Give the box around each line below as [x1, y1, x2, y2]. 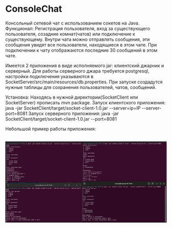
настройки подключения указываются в [5, 73, 94, 79]
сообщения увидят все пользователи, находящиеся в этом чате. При [5, 41, 157, 48]
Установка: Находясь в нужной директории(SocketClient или [5, 94, 138, 100]
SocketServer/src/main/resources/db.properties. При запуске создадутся [5, 79, 163, 85]
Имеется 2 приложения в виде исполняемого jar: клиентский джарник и [5, 62, 164, 69]
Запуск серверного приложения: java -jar [28, 110, 119, 117]
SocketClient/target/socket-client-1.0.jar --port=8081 [5, 116, 117, 122]
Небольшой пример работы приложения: [5, 126, 96, 132]
